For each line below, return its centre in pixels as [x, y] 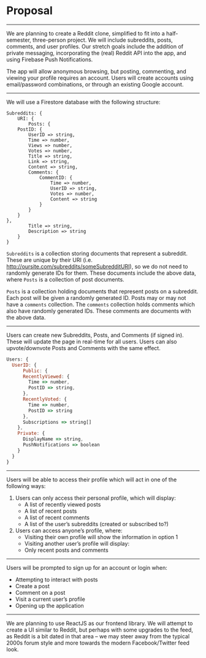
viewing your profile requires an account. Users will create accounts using [100, 78]
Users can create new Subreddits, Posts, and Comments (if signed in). [95, 335]
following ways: [26, 486]
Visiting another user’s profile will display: [77, 543]
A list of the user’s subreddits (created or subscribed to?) [96, 524]
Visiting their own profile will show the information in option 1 [101, 537]
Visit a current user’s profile [50, 599]
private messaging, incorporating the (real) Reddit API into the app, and [96, 53]
